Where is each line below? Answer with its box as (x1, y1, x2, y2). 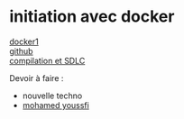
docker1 (9, 36, 39, 47)
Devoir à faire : (9, 72, 64, 83)
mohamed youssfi (22, 99, 90, 110)
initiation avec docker (9, 6, 175, 27)
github (9, 45, 33, 56)
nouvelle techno (22, 90, 83, 101)
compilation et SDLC (9, 55, 86, 66)
